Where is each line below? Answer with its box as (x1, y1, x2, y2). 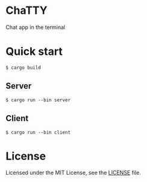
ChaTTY (5, 4, 48, 17)
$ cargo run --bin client (5, 129, 70, 136)
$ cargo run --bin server (5, 97, 70, 103)
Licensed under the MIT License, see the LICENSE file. (5, 169, 141, 177)
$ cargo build (5, 64, 42, 71)
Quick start (5, 45, 63, 58)
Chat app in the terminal (5, 24, 66, 31)
